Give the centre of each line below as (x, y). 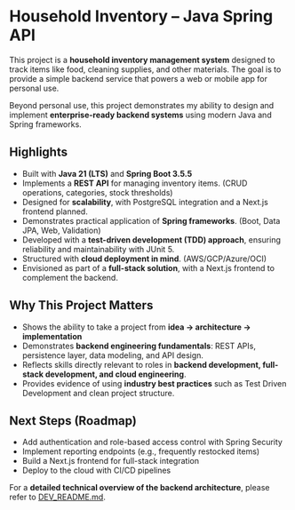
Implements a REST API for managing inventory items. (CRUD (135, 183)
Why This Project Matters (81, 305)
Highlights (39, 152)
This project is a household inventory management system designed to (142, 60)
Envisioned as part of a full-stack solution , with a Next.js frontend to (148, 267)
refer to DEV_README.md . (58, 497)
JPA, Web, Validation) (61, 230)
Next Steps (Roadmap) (73, 421)
